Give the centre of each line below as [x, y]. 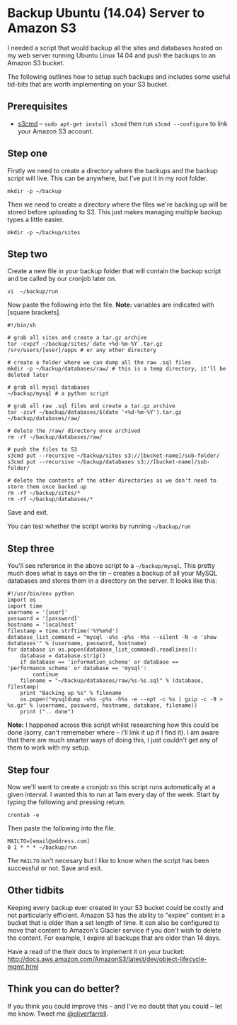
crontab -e [23, 815]
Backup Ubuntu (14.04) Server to [106, 13]
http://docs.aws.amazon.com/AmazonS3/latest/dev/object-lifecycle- [107, 959]
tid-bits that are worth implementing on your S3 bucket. [88, 84]
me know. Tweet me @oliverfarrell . [58, 1014]
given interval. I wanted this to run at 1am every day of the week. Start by [114, 794]
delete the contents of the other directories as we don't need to [115, 481]
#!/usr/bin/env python [41, 594]
